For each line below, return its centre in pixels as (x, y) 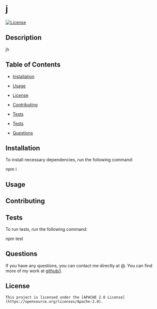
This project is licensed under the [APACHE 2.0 (55, 297)
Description (24, 38)
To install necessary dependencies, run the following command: (69, 160)
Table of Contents (33, 65)
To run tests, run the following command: (47, 229)
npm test (14, 239)
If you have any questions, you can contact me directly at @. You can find (79, 265)
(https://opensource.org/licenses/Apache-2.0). (55, 301)
